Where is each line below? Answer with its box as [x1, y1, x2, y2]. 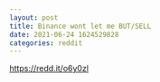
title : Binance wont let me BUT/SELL [9, 22, 152, 31]
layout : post [9, 13, 59, 23]
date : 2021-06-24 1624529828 [9, 30, 119, 39]
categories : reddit [9, 38, 83, 48]
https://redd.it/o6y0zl [9, 63, 89, 74]
